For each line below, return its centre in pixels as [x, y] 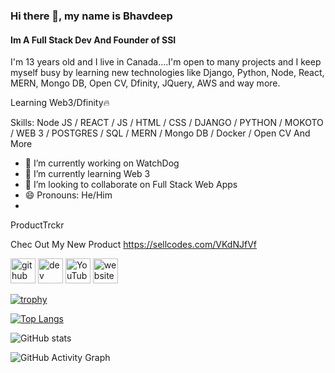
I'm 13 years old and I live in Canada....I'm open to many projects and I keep [166, 62]
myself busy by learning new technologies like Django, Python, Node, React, [167, 73]
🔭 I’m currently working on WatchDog [102, 163]
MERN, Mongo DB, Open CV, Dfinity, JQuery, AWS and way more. [145, 83]
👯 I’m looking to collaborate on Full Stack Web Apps [131, 185]
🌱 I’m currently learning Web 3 [87, 174]
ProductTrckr [37, 225]
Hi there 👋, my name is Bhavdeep [91, 16]
